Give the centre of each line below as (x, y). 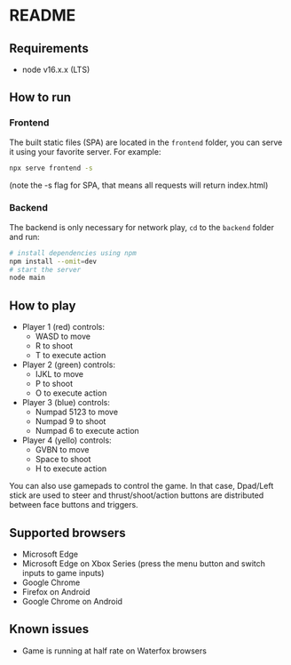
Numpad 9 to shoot (71, 421)
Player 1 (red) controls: (63, 327)
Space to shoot (63, 460)
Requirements (49, 48)
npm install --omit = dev (53, 261)
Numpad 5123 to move (76, 412)
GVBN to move (62, 450)
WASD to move (63, 337)
